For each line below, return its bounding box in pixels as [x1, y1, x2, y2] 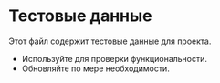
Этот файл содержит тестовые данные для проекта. [8, 36, 212, 47]
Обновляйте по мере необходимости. [21, 63, 170, 74]
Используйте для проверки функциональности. [21, 53, 207, 64]
